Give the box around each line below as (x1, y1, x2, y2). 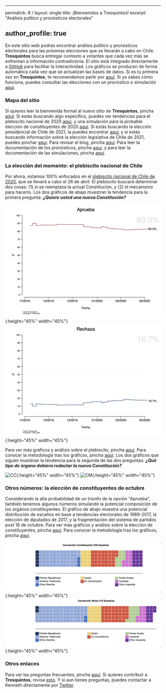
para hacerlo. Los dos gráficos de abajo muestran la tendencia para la (5, 189, 148, 195)
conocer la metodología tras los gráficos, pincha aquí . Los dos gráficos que (5, 452, 159, 458)
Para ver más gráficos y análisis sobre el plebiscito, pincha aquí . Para (5, 447, 146, 452)
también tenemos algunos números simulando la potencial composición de (5, 501, 158, 507)
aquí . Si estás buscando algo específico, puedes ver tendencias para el (5, 113, 151, 119)
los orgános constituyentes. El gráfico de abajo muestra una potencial (5, 506, 147, 512)
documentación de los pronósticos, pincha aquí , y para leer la (5, 145, 131, 151)
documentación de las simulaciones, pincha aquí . (5, 150, 106, 156)
